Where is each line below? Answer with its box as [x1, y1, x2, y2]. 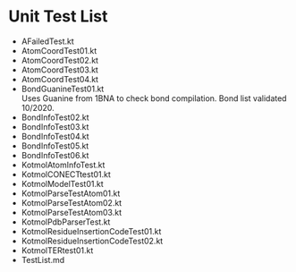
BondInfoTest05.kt [21, 140, 89, 151]
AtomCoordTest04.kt [21, 73, 99, 84]
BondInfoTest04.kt [21, 131, 90, 141]
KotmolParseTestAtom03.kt [21, 207, 123, 217]
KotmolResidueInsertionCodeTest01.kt [21, 225, 162, 236]
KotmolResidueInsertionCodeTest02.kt [21, 235, 164, 246]
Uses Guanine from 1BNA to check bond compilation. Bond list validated [21, 92, 287, 104]
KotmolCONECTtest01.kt [21, 168, 111, 180]
